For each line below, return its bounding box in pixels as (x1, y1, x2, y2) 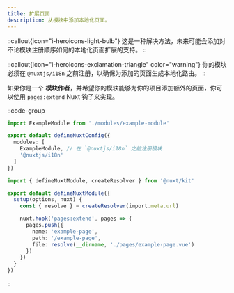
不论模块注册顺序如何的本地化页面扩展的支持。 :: (7, 45, 148, 54)
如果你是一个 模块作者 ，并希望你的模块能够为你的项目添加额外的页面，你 (7, 84, 217, 92)
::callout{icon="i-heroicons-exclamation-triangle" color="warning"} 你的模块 (7, 60, 228, 68)
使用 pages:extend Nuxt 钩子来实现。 (13, 92, 119, 101)
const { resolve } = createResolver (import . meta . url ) (19, 203, 179, 209)
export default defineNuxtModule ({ (7, 189, 111, 197)
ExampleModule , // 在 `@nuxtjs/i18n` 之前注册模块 (19, 145, 162, 152)
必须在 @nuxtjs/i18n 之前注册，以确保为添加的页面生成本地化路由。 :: (7, 69, 206, 77)
